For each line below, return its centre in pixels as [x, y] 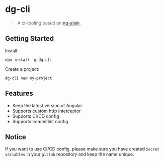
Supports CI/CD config [36, 116]
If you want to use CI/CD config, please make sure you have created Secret [82, 149]
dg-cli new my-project [29, 78]
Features [19, 93]
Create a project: [22, 69]
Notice [16, 137]
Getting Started [30, 39]
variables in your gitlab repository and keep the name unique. [70, 154]
